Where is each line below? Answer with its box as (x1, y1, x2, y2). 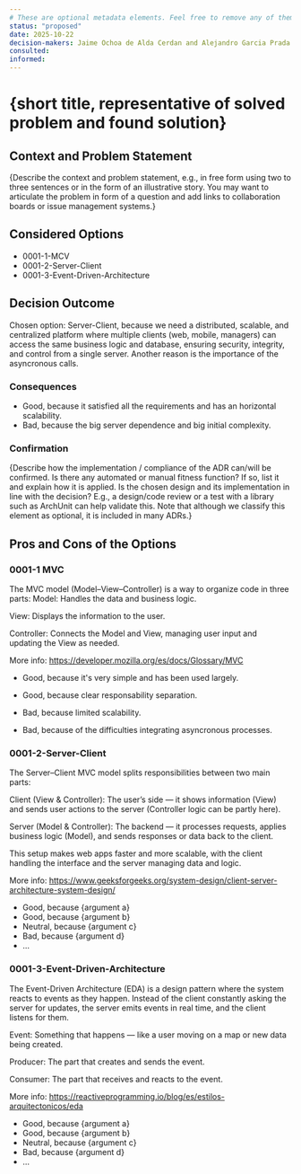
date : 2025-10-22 (9, 30, 74, 39)
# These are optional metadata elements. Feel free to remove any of (9, 13, 275, 22)
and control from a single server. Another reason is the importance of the (9, 348, 279, 359)
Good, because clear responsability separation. (21, 689, 198, 701)
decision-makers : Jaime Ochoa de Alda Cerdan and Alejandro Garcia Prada (9, 38, 291, 48)
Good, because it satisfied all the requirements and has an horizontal (21, 401, 277, 411)
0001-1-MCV (21, 251, 70, 261)
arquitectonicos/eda (9, 1100, 83, 1111)
